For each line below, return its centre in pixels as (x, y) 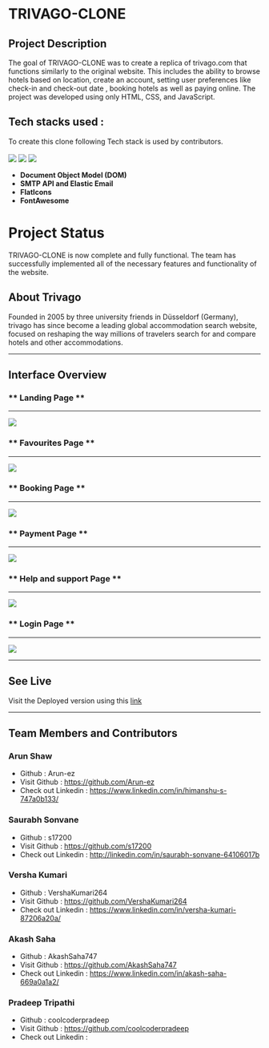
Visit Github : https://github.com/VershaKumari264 (103, 901)
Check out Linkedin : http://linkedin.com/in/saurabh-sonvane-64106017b (140, 854)
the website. (29, 272)
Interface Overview (58, 375)
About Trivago (45, 297)
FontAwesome (44, 200)
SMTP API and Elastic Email (66, 183)
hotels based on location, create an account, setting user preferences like (130, 80)
